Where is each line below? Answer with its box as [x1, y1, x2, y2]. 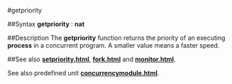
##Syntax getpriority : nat [7, 20, 85, 28]
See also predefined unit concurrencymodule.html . [7, 69, 160, 77]
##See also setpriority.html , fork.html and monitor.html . [7, 55, 176, 63]
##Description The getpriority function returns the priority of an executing [7, 33, 226, 42]
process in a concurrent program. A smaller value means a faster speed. [7, 41, 220, 49]
